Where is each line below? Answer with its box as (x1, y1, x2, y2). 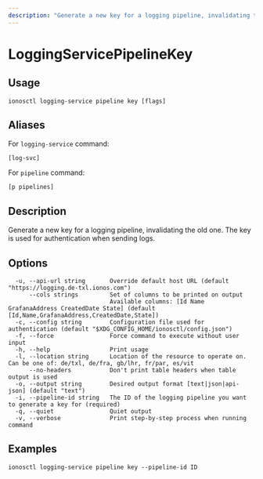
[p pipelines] (8, 183, 55, 191)
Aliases (8, 118, 45, 132)
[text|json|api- (186, 380, 240, 388)
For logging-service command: (8, 139, 110, 149)
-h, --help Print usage (15, 346, 149, 354)
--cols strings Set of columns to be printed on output (28, 291, 243, 299)
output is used (8, 373, 58, 381)
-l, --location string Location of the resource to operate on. (15, 353, 247, 361)
